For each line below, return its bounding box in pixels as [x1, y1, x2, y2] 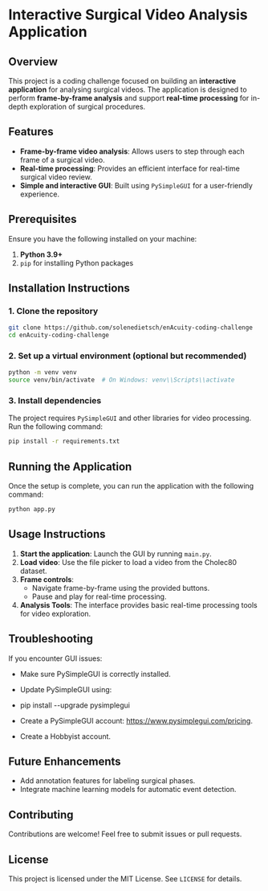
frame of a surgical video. [19, 155, 106, 164]
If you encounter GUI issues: [8, 654, 103, 663]
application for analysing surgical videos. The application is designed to [8, 85, 247, 94]
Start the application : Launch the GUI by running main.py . [19, 549, 212, 559]
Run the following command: [8, 422, 103, 431]
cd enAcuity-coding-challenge [8, 332, 110, 340]
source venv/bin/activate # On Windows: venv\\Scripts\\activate [8, 376, 235, 384]
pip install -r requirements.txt [8, 437, 120, 446]
